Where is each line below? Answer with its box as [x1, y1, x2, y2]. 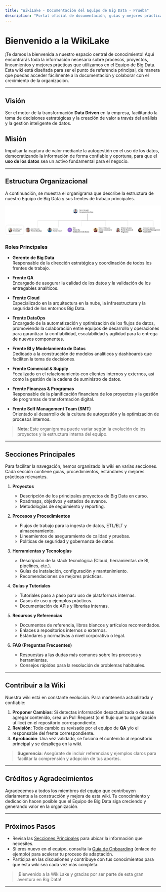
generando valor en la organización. [5, 803, 79, 809]
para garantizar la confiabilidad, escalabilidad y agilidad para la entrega [12, 331, 158, 337]
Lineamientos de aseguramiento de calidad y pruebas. [19, 533, 131, 539]
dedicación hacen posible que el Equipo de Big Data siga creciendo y [5, 798, 147, 804]
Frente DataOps [12, 315, 45, 321]
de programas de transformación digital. [12, 396, 95, 402]
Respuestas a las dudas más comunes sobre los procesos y [19, 652, 142, 658]
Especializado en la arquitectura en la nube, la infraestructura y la [12, 300, 146, 306]
